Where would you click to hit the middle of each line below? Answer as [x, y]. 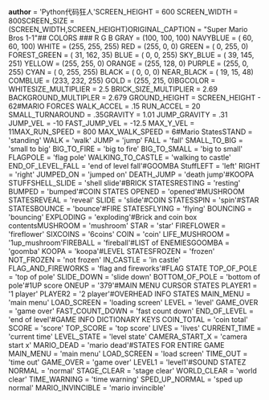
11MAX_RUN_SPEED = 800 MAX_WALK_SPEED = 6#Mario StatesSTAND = [130, 132]
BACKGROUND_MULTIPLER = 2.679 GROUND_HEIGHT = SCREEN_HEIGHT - [134, 98]
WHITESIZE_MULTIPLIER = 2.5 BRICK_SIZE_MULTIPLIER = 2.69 [113, 89]
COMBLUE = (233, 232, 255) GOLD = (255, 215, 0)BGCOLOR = [112, 80]
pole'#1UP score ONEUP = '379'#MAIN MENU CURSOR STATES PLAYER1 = [133, 285]
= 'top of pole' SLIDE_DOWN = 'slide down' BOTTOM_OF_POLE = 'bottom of [134, 277]
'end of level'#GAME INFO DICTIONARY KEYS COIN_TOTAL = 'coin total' [128, 319]
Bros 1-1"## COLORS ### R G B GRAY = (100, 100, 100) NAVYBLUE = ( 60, [131, 38]
